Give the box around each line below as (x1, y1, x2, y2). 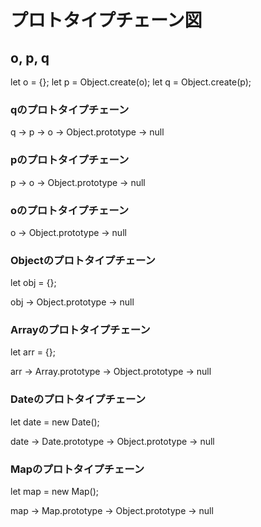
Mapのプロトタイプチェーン (10, 462, 145, 476)
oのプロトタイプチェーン (10, 203, 130, 217)
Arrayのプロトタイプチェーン (10, 323, 151, 337)
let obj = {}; (10, 277, 57, 289)
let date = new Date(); (10, 416, 100, 428)
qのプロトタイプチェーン (10, 102, 130, 116)
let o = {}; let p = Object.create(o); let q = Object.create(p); (10, 76, 252, 88)
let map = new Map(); (10, 486, 99, 498)
